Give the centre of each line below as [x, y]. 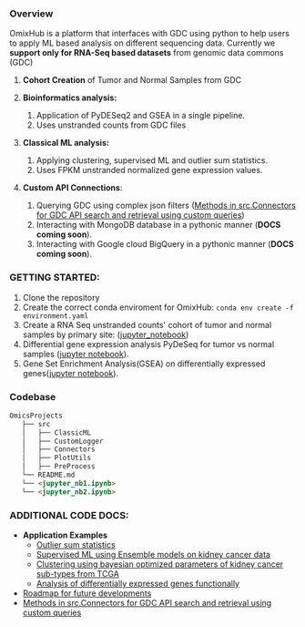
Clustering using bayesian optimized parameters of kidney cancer [160, 564]
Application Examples [65, 535]
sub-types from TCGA [78, 573]
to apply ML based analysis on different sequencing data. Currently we [142, 43]
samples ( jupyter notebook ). [76, 354]
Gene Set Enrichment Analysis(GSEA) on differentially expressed [144, 364]
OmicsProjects [36, 416]
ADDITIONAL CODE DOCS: [69, 515]
